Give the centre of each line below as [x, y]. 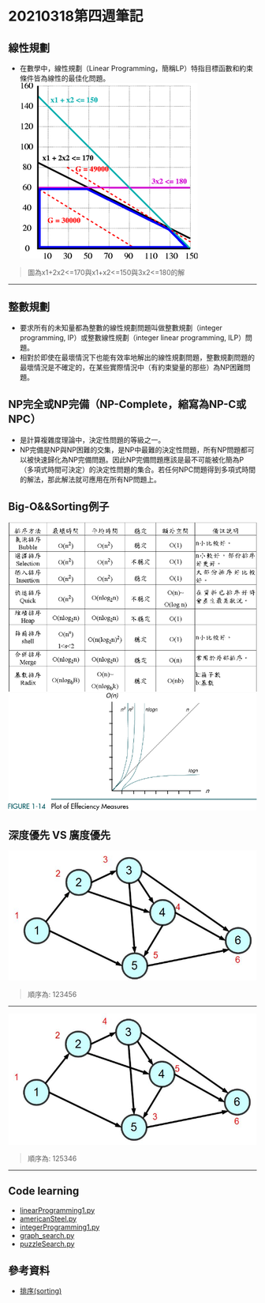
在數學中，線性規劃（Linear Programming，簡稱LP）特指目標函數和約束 [136, 68]
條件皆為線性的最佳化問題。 [65, 78]
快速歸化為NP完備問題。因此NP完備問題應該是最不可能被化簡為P [139, 459]
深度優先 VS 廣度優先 [60, 835]
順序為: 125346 [52, 1158]
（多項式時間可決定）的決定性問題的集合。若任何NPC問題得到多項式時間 [138, 469]
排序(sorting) [41, 1291]
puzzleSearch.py [47, 1244]
